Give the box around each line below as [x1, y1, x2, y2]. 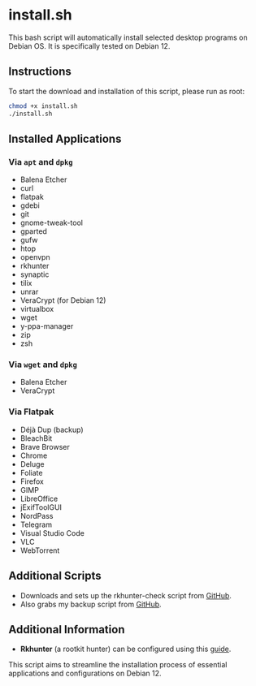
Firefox [20, 477, 45, 486]
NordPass [20, 511, 54, 520]
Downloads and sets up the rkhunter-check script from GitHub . [20, 590, 232, 600]
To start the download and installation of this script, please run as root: [8, 86, 245, 96]
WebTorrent [20, 546, 60, 555]
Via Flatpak [8, 406, 54, 417]
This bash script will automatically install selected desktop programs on [8, 32, 248, 42]
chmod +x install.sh [8, 101, 79, 110]
